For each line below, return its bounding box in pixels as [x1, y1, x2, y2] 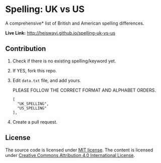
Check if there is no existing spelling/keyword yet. [12, 58, 116, 64]
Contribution [5, 44, 46, 53]
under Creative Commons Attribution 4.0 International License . [5, 152, 135, 158]
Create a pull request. [12, 119, 58, 125]
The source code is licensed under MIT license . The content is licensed [5, 147, 153, 153]
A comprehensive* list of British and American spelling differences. [5, 20, 144, 26]
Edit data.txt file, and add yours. [12, 77, 82, 84]
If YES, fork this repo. [12, 67, 57, 73]
